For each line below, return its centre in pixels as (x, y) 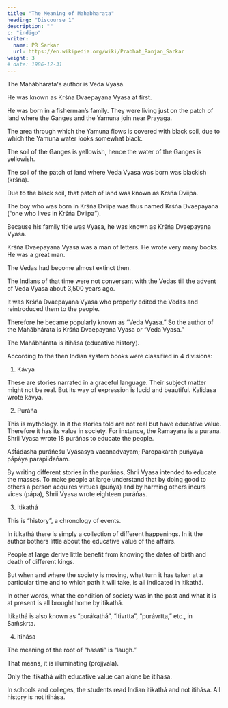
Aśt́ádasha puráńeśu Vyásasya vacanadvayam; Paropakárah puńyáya (105, 451)
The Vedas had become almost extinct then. (69, 267)
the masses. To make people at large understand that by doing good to (107, 479)
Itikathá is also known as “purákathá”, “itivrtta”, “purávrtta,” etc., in (100, 616)
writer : (18, 39)
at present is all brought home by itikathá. (66, 602)
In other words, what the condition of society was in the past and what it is (112, 595)
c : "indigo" (24, 33)
